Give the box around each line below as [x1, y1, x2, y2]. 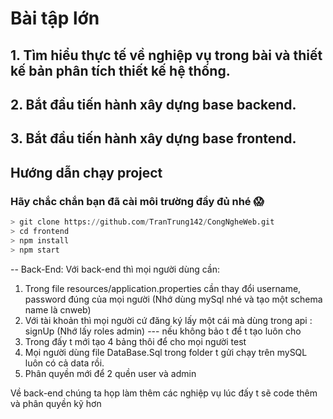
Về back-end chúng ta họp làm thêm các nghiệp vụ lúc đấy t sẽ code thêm [10, 387, 318, 399]
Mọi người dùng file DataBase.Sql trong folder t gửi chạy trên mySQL [24, 346, 308, 358]
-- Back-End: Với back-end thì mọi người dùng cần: [10, 263, 221, 275]
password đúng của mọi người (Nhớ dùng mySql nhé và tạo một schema [24, 293, 323, 305]
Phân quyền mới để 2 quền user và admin [24, 367, 197, 379]
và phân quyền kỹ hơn [10, 397, 102, 409]
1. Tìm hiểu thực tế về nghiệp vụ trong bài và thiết [10, 47, 323, 64]
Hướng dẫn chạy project [10, 164, 163, 181]
